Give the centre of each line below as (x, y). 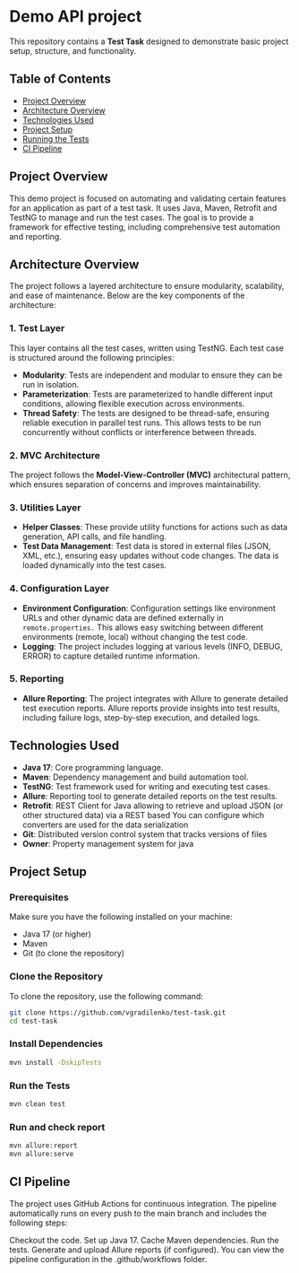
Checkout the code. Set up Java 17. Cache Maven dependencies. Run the (144, 1240)
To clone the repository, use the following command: (107, 996)
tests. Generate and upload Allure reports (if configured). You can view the (147, 1250)
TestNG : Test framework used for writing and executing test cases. (146, 786)
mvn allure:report (43, 1146)
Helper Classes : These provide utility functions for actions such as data (155, 528)
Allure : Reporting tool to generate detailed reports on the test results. (150, 796)
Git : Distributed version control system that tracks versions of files (145, 834)
